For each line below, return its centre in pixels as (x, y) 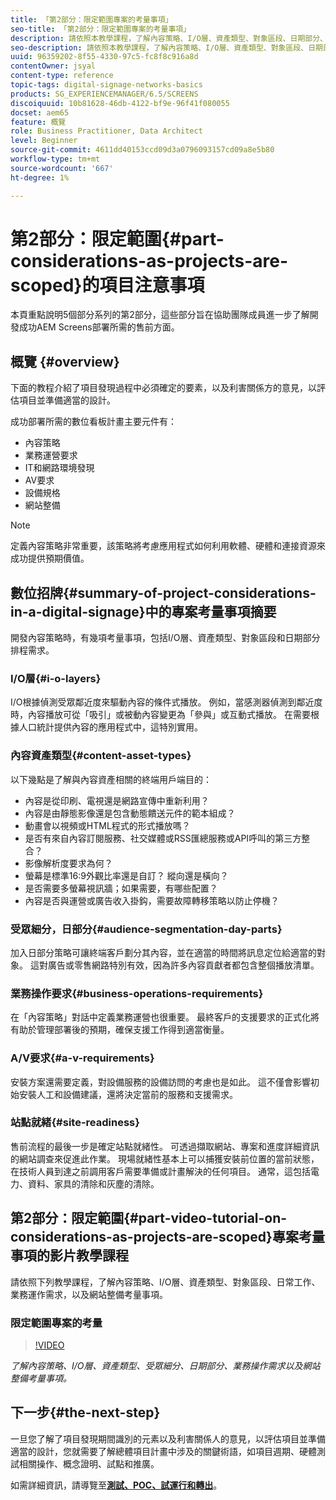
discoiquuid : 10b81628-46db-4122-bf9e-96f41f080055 (120, 103)
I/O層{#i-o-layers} (56, 678)
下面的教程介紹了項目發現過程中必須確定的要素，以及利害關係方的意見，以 (163, 388)
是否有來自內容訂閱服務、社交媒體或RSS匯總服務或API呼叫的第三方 (163, 838)
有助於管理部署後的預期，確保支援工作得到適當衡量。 (120, 1030)
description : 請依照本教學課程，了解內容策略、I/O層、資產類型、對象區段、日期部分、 (169, 38)
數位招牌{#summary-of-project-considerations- (163, 592)
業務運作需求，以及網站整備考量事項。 (89, 1294)
